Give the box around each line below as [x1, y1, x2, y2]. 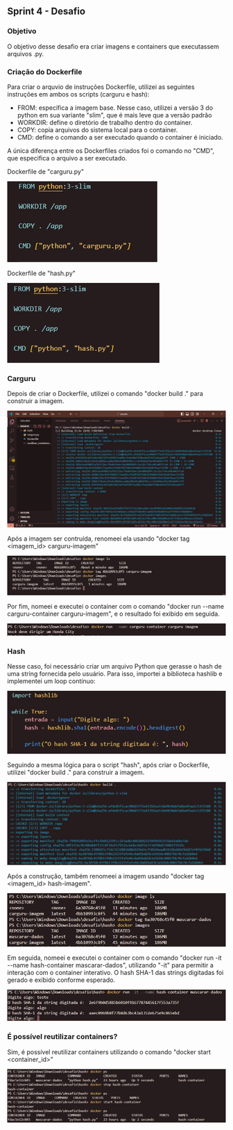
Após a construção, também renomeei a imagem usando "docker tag [7, 872, 205, 881]
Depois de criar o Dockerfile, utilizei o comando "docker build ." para [7, 389, 203, 398]
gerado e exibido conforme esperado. [7, 976, 116, 984]
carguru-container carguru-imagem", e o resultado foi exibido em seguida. [7, 609, 220, 618]
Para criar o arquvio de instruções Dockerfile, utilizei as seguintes [7, 83, 196, 91]
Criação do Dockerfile [7, 67, 83, 76]
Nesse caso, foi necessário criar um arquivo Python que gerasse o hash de [7, 662, 222, 671]
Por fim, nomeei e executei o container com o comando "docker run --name [7, 603, 224, 611]
